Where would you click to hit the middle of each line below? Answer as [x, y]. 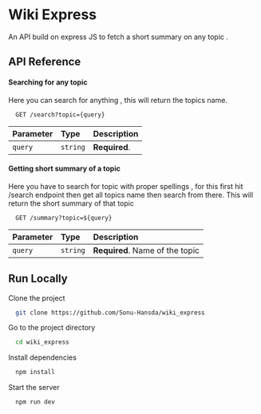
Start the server [34, 388]
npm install [36, 373]
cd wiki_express [42, 342]
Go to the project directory [52, 328]
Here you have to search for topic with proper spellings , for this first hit [126, 186]
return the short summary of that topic [71, 203]
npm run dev [36, 402]
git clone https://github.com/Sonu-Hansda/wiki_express [110, 313]
